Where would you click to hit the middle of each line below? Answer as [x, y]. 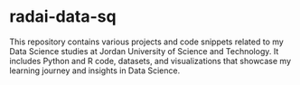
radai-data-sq [63, 17]
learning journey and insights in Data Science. [95, 71]
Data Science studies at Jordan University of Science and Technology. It [144, 51]
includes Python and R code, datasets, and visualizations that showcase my [150, 61]
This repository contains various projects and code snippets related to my [147, 42]
